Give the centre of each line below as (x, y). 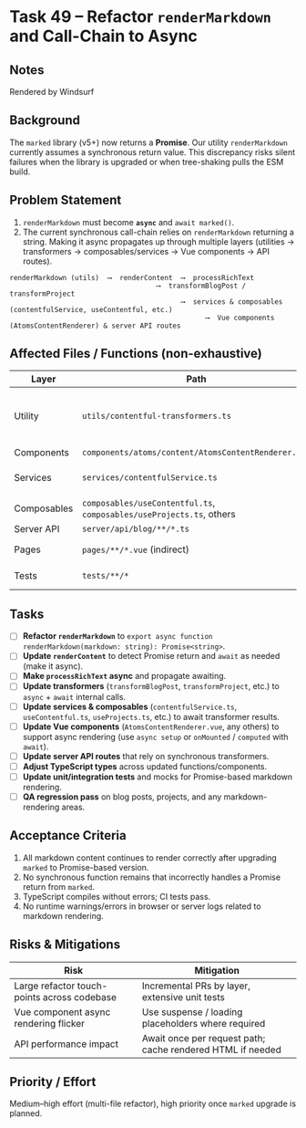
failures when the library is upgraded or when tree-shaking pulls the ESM (147, 162)
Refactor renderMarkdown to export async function (117, 636)
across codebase (79, 997)
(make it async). (53, 666)
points (27, 997)
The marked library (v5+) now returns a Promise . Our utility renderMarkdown (149, 142)
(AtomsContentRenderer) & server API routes (95, 326)
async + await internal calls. (74, 696)
